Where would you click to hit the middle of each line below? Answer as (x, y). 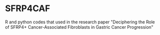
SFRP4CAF (28, 9)
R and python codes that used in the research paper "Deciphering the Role (80, 22)
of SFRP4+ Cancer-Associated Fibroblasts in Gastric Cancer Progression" (79, 27)
